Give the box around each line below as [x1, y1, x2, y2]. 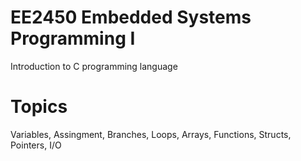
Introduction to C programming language [10, 60, 178, 72]
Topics [10, 96, 68, 118]
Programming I [10, 27, 136, 50]
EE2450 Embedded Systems [10, 6, 252, 29]
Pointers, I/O [10, 139, 62, 151]
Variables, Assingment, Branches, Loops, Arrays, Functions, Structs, [10, 128, 292, 140]
